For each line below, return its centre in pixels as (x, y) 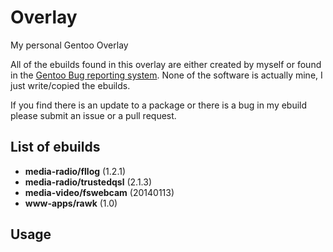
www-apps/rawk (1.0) (71, 203)
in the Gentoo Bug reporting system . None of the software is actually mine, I (166, 75)
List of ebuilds (55, 147)
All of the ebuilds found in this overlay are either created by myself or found (166, 64)
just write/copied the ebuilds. (70, 85)
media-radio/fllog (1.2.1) (75, 171)
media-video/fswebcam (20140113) (99, 192)
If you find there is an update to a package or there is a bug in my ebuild (159, 105)
